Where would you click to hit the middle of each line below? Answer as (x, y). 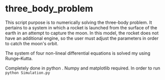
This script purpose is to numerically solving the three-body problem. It (79, 22)
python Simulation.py (28, 73)
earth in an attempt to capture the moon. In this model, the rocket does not (82, 33)
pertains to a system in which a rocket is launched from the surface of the (81, 27)
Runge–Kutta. (19, 58)
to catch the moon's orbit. (32, 43)
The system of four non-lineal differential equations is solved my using (78, 53)
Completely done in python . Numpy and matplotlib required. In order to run (83, 68)
